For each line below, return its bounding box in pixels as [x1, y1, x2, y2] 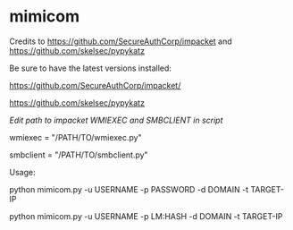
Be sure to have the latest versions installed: [9, 63, 172, 73]
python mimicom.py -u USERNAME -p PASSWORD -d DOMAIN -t [9, 183, 248, 194]
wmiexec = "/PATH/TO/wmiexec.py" [9, 132, 143, 142]
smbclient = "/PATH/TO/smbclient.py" [9, 149, 149, 160]
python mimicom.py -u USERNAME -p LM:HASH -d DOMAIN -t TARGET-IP [9, 210, 283, 221]
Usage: [9, 166, 36, 177]
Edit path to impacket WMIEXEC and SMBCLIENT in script [9, 115, 223, 125]
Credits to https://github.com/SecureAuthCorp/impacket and [9, 36, 232, 47]
